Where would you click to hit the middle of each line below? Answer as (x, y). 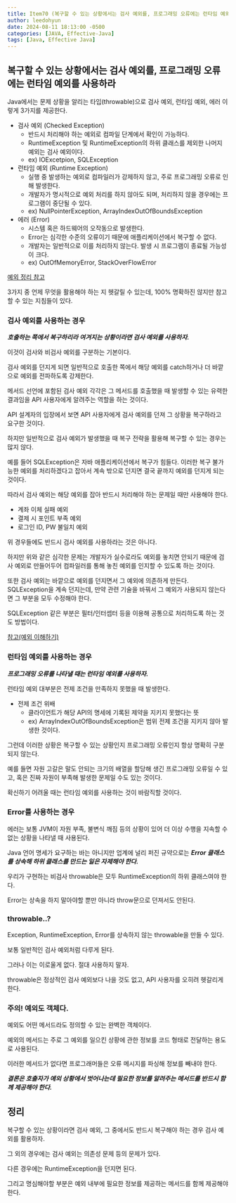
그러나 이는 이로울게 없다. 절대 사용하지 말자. (68, 965)
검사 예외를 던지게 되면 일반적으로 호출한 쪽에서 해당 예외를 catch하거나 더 (109, 367)
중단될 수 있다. (72, 203)
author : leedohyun (34, 20)
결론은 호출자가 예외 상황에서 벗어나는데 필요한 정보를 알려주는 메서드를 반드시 (113, 1079)
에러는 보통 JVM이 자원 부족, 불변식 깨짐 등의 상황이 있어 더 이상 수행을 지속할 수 (118, 829)
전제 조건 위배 (36, 703)
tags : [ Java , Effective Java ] (52, 40)
